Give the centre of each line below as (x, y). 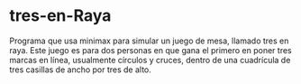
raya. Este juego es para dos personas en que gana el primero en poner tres (150, 50)
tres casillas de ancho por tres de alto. (80, 70)
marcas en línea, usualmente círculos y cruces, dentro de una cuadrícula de (150, 60)
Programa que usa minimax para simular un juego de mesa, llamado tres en (149, 41)
